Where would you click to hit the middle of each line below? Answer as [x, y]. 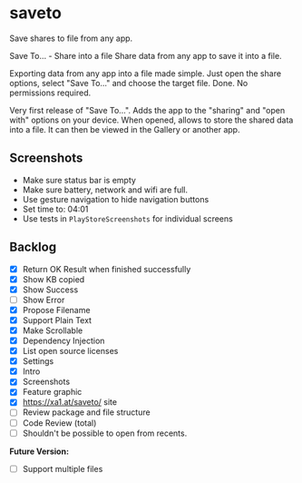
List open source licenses [70, 351]
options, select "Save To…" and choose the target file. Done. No [129, 83]
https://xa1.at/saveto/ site [70, 402]
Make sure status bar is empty [79, 180]
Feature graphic [52, 392]
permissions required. [50, 93]
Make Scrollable [53, 330]
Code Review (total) [59, 423]
